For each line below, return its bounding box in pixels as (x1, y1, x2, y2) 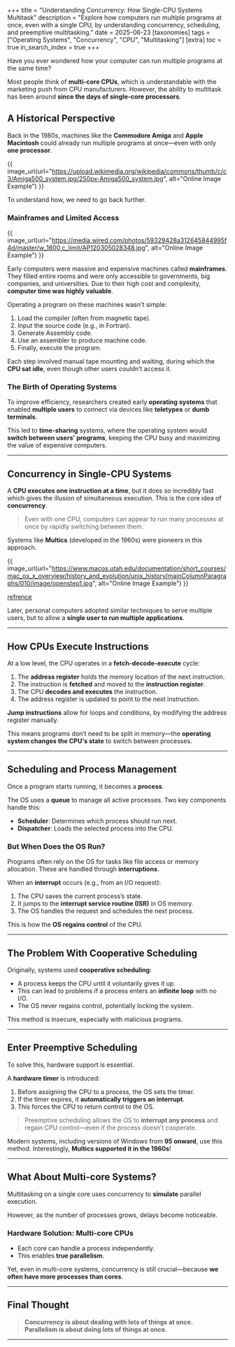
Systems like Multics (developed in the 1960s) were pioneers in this (7, 536, 203, 545)
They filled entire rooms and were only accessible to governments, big (7, 272, 211, 280)
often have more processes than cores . (7, 1272, 124, 1281)
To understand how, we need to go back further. (7, 195, 147, 203)
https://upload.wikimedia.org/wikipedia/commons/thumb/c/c (51, 167, 227, 175)
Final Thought (7, 1299, 70, 1311)
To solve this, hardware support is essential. (7, 1060, 134, 1069)
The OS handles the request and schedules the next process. (17, 907, 194, 915)
